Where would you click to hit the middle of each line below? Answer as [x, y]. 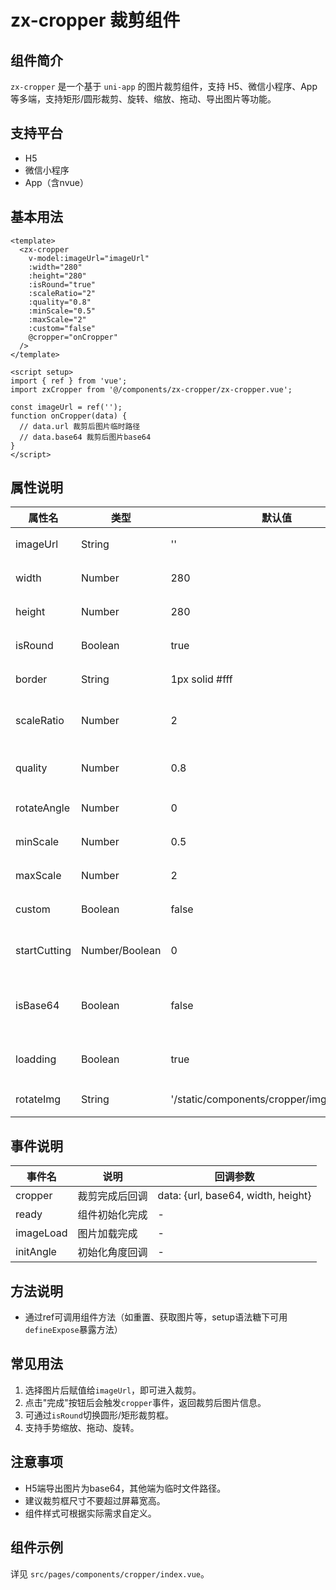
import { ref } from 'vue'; [69, 381]
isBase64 [37, 1006]
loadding [36, 1059]
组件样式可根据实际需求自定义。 [90, 1513]
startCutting [43, 951]
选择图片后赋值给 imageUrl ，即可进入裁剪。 [113, 1390]
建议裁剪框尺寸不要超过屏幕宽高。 [95, 1500]
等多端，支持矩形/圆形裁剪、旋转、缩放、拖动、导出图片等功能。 [143, 99]
